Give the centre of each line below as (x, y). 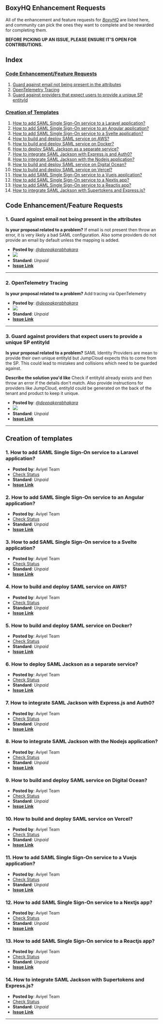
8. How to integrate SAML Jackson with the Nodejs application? (82, 742)
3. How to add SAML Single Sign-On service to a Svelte (71, 542)
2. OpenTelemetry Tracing (37, 283)
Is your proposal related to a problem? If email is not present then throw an (81, 230)
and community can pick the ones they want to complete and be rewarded (80, 25)
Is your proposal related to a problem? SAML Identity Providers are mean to (81, 353)
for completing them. (26, 30)
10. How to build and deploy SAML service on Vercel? (69, 819)
